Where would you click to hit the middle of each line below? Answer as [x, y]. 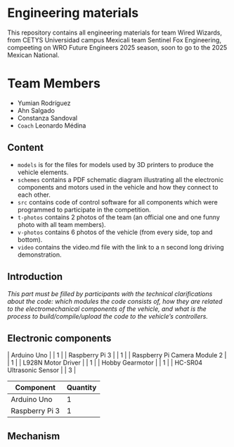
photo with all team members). [62, 224]
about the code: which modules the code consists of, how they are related [115, 301]
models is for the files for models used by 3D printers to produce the [116, 164]
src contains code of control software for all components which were [117, 202]
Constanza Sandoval [47, 118]
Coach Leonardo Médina [52, 125]
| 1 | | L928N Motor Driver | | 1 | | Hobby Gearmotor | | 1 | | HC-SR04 [105, 363]
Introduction [35, 277]
